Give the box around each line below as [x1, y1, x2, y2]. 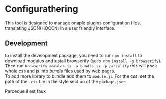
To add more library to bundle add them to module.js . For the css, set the [5, 73, 155, 79]
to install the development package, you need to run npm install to [5, 52, 143, 58]
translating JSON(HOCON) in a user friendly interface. [5, 25, 115, 31]
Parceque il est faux [5, 88, 46, 94]
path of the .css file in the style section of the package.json [5, 78, 126, 84]
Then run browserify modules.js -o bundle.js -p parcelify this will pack [5, 63, 157, 68]
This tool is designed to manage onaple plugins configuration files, [5, 20, 141, 26]
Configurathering [5, 3, 78, 15]
